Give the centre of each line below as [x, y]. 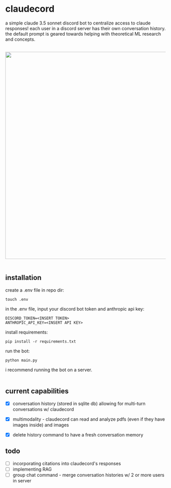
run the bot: [18, 351]
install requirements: [27, 332]
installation [23, 278]
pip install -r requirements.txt [41, 341]
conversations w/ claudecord [43, 409]
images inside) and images [41, 425]
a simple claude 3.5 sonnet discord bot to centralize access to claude [78, 23]
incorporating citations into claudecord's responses [67, 463]
